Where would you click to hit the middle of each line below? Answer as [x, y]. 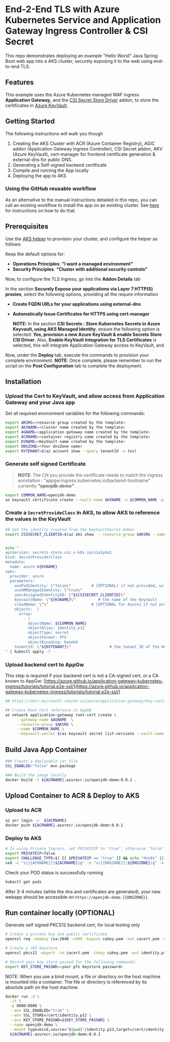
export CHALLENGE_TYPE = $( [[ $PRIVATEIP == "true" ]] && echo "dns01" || [85, 858]
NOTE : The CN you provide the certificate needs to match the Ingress [90, 475]
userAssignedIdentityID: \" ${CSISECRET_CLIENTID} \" [70, 595]
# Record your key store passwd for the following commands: [71, 962]
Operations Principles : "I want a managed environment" [73, 264]
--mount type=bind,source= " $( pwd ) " [47, 1029]
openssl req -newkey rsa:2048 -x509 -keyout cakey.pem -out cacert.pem [82, 939]
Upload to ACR [24, 810]
